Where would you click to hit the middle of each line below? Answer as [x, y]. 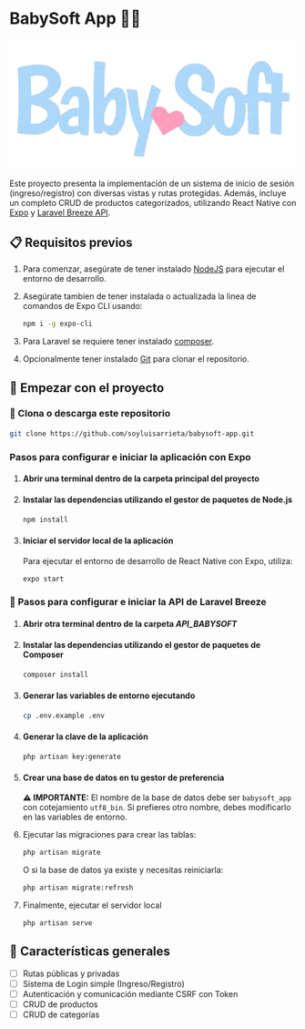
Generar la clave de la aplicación [85, 736]
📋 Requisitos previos [71, 242]
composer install [56, 675]
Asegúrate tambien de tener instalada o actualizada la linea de [139, 296]
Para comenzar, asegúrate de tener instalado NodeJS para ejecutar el [153, 269]
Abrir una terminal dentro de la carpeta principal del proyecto [141, 478]
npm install [45, 520]
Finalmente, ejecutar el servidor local [92, 905]
